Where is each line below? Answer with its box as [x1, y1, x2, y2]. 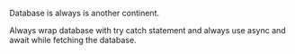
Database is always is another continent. [9, 8, 160, 18]
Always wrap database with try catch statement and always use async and [9, 25, 286, 35]
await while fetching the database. [9, 35, 137, 45]
